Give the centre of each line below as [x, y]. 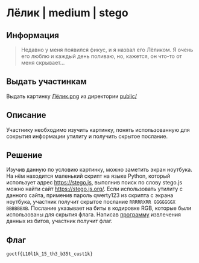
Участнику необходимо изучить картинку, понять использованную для [98, 129]
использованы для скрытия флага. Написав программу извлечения [93, 215]
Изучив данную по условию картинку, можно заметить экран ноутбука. [99, 170]
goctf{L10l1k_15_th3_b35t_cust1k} [50, 254]
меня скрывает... [43, 63]
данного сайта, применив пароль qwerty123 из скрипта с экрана [90, 195]
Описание [26, 115]
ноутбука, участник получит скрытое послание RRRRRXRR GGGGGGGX [91, 202]
